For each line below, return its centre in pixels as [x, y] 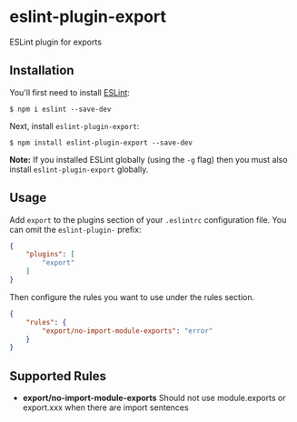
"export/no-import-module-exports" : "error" [128, 331]
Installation [42, 70]
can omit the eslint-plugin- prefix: [75, 229]
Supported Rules [58, 376]
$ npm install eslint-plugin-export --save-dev [101, 143]
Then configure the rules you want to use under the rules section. [132, 296]
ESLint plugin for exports [56, 42]
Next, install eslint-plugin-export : [74, 126]
